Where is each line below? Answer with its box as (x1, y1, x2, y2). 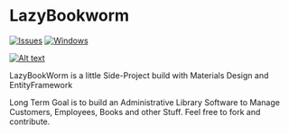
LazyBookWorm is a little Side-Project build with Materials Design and (9, 69, 269, 81)
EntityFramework (9, 79, 73, 90)
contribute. (9, 116, 51, 127)
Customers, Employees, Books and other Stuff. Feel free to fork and (9, 106, 261, 117)
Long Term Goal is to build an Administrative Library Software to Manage (9, 96, 280, 108)
